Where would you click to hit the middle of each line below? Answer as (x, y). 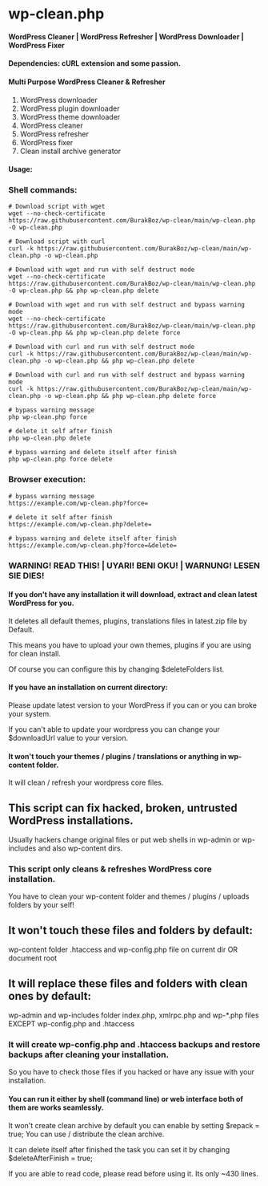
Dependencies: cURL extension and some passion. (95, 63)
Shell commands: (43, 190)
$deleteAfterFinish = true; (51, 1158)
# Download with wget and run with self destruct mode (102, 270)
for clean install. (35, 653)
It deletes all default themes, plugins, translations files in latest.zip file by (128, 621)
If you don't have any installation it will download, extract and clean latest (133, 595)
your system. (30, 714)
